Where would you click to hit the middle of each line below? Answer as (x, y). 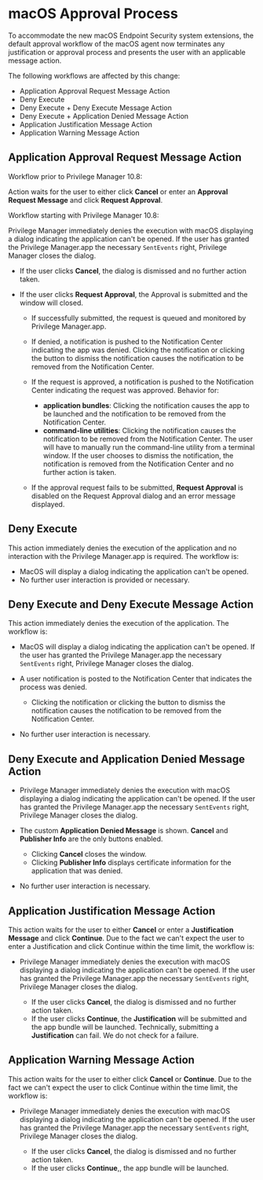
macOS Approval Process (93, 14)
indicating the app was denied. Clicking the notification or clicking (138, 350)
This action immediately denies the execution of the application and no (122, 548)
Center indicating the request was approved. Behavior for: (125, 390)
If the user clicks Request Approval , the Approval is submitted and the (133, 294)
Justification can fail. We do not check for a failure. (115, 1035)
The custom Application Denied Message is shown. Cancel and (124, 831)
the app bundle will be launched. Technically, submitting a (125, 1027)
